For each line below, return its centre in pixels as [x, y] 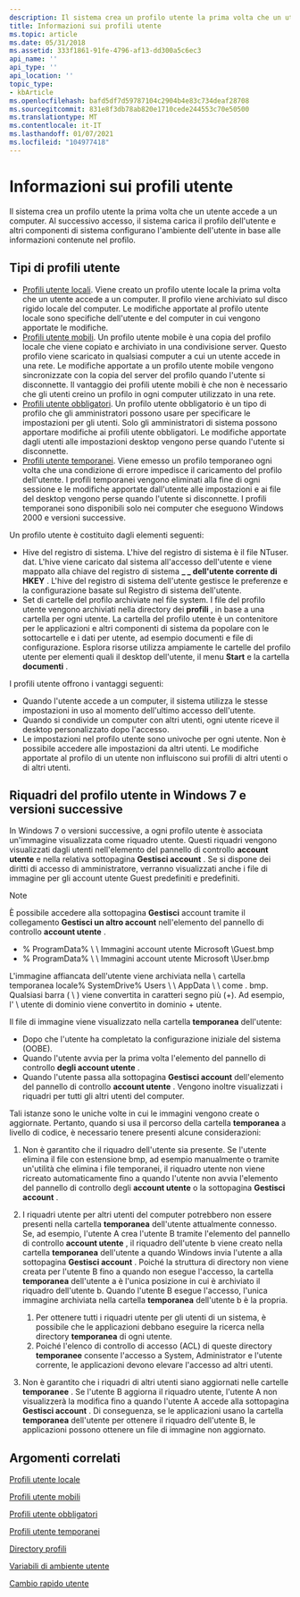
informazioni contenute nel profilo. [73, 240]
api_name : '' [33, 59]
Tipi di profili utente [65, 268]
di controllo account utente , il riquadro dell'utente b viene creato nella [152, 1243]
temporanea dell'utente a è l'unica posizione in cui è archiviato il [141, 1281]
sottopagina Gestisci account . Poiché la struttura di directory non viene [155, 1263]
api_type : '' [33, 68]
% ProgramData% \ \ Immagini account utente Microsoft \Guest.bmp [148, 950]
